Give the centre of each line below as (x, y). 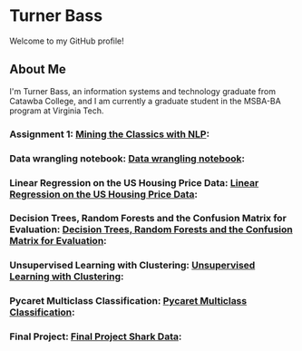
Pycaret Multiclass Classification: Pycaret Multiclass (128, 301)
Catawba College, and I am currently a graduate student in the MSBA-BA (145, 101)
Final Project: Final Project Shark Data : (96, 336)
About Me (38, 69)
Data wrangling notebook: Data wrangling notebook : (127, 158)
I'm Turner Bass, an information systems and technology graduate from (143, 91)
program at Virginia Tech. (57, 111)
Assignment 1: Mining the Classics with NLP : (110, 134)
